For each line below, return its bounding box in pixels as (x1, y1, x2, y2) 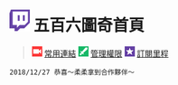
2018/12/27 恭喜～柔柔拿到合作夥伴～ (9, 68, 136, 77)
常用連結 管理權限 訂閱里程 (43, 48, 169, 59)
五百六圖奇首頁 (33, 15, 145, 36)
